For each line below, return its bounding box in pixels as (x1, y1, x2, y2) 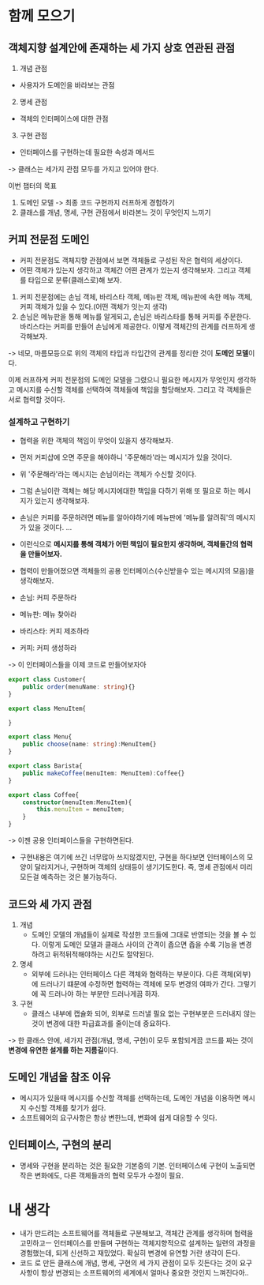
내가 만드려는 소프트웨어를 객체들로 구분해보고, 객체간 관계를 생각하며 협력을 (19, 1229, 254, 1238)
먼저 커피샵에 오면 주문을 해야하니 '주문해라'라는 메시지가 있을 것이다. (19, 453, 232, 462)
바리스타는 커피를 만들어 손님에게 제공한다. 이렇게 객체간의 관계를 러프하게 (19, 321, 247, 331)
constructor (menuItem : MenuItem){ (22, 798, 132, 806)
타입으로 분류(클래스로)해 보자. (28, 275, 122, 284)
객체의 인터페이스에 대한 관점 (19, 114, 109, 123)
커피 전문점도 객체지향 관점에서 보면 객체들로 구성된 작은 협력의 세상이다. (19, 255, 243, 265)
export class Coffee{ (8, 791, 80, 798)
